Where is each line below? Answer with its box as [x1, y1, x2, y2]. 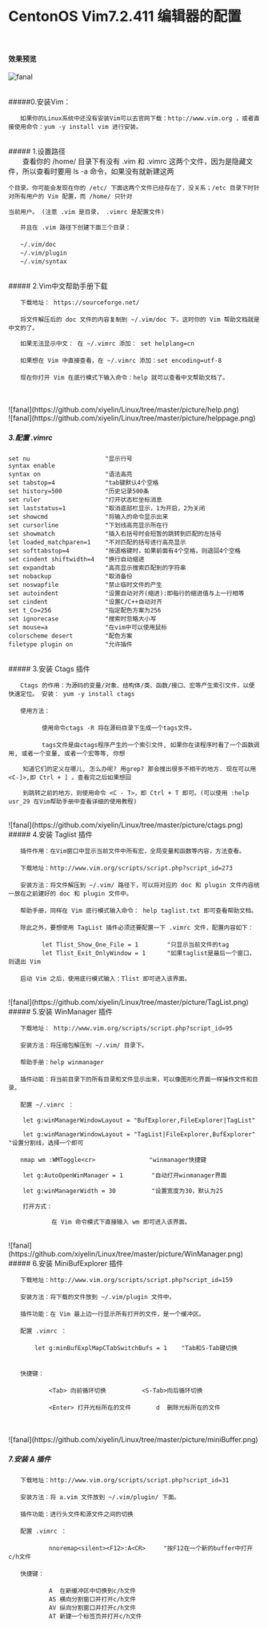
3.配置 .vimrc [8, 432, 53, 442]
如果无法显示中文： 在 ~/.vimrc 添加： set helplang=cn [19, 340, 194, 348]
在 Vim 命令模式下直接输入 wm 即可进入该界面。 [50, 1218, 191, 1226]
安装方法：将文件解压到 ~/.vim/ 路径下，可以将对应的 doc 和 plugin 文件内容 [19, 882, 254, 890]
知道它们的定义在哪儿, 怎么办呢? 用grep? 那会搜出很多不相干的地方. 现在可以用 [22, 766, 257, 774]
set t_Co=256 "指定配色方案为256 [8, 606, 162, 615]
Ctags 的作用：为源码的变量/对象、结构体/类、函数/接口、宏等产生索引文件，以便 [19, 681, 255, 689]
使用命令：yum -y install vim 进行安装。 [14, 123, 142, 131]
